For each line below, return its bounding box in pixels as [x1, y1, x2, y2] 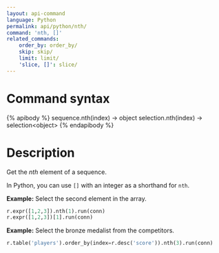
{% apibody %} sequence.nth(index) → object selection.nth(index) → [6, 113, 203, 122]
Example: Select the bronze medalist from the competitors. [6, 226, 175, 234]
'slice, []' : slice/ [19, 61, 78, 68]
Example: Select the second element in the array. [6, 194, 147, 203]
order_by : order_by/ [19, 42, 78, 49]
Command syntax [6, 91, 110, 107]
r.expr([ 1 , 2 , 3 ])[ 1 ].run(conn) [6, 214, 94, 221]
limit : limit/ [19, 55, 59, 62]
